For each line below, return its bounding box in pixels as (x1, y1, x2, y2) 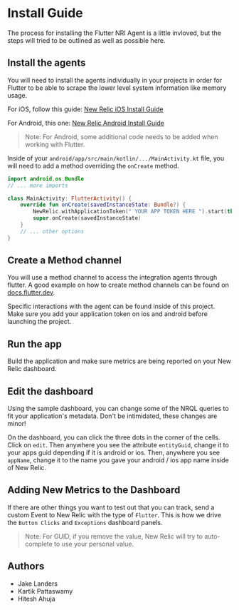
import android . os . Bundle (7, 175, 84, 183)
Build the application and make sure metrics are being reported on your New (7, 357, 231, 365)
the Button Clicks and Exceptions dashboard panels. (7, 518, 163, 527)
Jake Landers (17, 579, 58, 588)
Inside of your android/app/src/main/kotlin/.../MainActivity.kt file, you (7, 153, 225, 162)
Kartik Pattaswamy (17, 586, 73, 595)
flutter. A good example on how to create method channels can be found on (7, 280, 230, 290)
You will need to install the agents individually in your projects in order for (7, 76, 223, 84)
